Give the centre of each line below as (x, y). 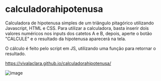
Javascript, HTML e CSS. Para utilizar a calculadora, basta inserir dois (77, 28)
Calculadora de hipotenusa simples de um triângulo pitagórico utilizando (80, 23)
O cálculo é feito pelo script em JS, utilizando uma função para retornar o (80, 48)
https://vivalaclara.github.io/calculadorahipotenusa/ (58, 63)
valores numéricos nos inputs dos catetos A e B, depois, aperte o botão (79, 33)
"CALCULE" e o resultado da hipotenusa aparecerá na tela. (66, 39)
